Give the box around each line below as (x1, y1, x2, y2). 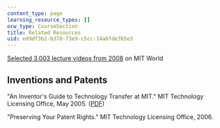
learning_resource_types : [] (7, 16, 90, 23)
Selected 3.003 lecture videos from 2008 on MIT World (7, 54, 163, 62)
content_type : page (7, 10, 63, 17)
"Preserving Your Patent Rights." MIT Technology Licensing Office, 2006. (7, 112, 214, 120)
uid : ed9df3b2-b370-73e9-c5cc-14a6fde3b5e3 (7, 36, 134, 42)
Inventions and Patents (7, 74, 108, 86)
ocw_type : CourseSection (7, 23, 78, 29)
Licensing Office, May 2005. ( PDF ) (7, 99, 105, 107)
